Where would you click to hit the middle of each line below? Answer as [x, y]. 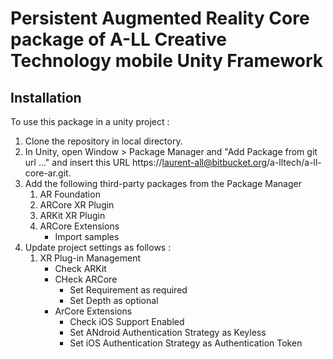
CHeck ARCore [86, 279]
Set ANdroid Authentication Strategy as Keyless [168, 332]
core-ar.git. [48, 173]
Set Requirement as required [128, 290]
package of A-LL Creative [118, 39]
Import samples [87, 236]
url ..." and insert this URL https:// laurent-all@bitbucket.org [146, 162]
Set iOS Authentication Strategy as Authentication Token [186, 343]
